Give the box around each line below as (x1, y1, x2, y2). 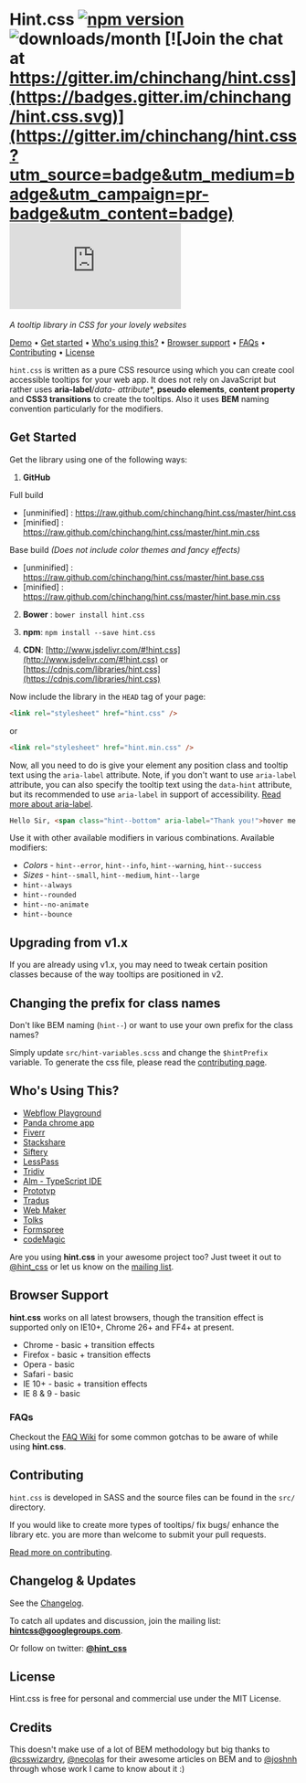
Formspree (22, 1224, 64, 1235)
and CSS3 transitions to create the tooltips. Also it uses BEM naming (9, 393, 269, 404)
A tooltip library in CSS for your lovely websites (9, 319, 187, 330)
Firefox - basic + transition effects (22, 1349, 151, 1360)
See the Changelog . (9, 1597, 85, 1608)
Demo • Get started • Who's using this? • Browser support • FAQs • (9, 336, 267, 347)
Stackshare (22, 1136, 66, 1147)
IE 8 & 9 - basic (22, 1387, 80, 1398)
